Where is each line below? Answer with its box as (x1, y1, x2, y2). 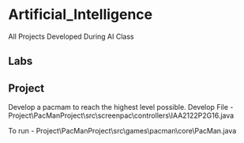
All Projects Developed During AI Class (8, 32, 134, 41)
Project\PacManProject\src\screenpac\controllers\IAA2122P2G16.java (8, 111, 235, 120)
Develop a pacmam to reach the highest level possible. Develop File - (8, 103, 234, 112)
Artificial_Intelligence (8, 6, 153, 24)
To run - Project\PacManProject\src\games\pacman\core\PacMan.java (8, 126, 237, 136)
